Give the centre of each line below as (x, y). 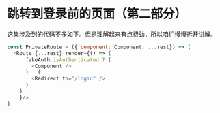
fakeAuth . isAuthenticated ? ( (68, 60)
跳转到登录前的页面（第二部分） (97, 14)
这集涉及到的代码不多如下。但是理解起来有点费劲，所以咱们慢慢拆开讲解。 (112, 34)
